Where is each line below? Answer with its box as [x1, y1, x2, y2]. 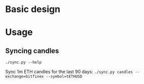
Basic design [5, 4, 61, 15]
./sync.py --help [5, 60, 42, 65]
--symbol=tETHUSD [45, 74, 82, 79]
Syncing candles [5, 46, 59, 55]
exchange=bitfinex [5, 74, 44, 79]
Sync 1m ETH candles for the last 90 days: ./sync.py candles [5, 69, 133, 75]
